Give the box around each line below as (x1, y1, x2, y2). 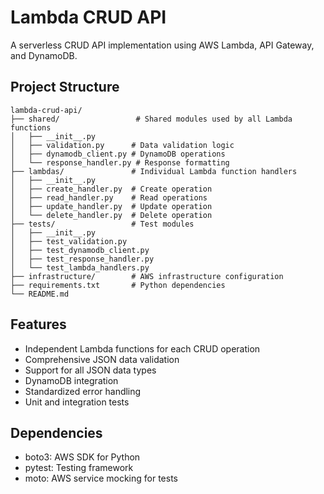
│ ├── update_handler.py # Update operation (10, 201, 213, 211)
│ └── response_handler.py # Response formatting (10, 157, 230, 168)
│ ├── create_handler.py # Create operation (10, 184, 213, 194)
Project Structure (10, 79, 120, 96)
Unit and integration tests (24, 396, 130, 408)
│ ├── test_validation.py (10, 236, 128, 246)
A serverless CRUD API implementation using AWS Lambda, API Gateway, (10, 39, 315, 51)
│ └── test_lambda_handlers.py (10, 262, 150, 273)
